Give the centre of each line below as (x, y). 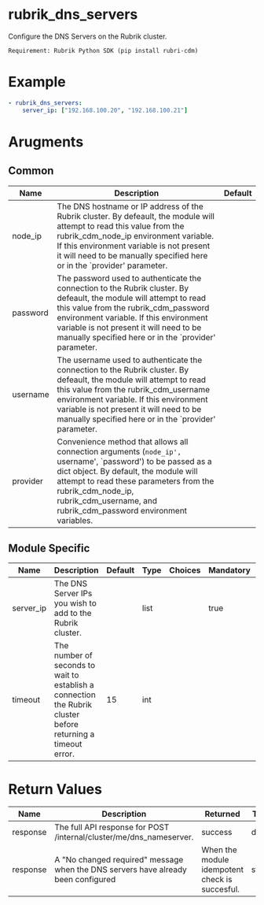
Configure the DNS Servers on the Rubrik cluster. (88, 36)
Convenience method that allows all (123, 441)
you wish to (75, 603)
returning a (74, 734)
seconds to (75, 666)
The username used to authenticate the (130, 360)
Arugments (46, 141)
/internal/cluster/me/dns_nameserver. (124, 837)
